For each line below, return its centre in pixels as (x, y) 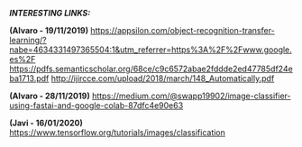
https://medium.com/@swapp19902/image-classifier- (191, 96)
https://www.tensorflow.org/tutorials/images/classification (117, 133)
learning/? (28, 40)
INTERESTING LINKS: (50, 13)
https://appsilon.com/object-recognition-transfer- (182, 30)
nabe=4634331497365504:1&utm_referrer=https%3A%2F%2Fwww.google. (151, 50)
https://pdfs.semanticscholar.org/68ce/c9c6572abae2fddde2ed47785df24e (151, 69)
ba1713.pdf (29, 78)
